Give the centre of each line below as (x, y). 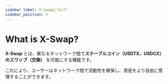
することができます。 (31, 77)
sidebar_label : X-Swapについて (36, 10)
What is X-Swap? (42, 39)
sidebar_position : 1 (27, 14)
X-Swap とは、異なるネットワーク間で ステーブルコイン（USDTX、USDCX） (83, 53)
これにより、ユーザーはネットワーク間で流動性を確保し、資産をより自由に (82, 70)
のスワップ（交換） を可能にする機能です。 (50, 60)
